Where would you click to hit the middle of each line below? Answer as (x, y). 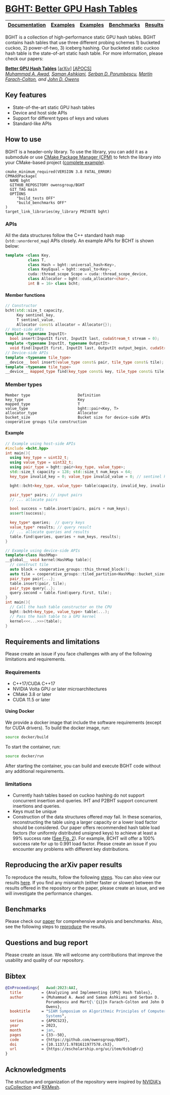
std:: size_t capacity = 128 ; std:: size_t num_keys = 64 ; (71, 472)
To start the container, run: (33, 747)
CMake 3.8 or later (32, 694)
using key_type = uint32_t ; (39, 458)
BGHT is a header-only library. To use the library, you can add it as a (76, 151)
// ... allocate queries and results (50, 532)
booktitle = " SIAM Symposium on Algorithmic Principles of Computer (88, 1011)
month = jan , (33, 1030)
